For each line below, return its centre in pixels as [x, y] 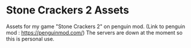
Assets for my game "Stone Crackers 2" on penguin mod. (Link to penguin [96, 26]
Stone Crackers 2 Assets [68, 10]
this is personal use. [30, 39]
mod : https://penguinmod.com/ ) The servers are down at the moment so [94, 32]
